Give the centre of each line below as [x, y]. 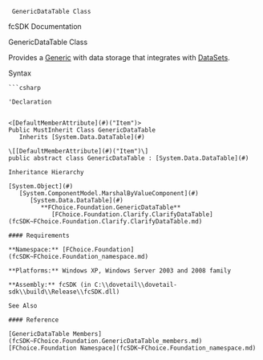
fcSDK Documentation [45, 27]
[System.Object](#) [41, 186]
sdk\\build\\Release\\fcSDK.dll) [64, 292]
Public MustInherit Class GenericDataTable [82, 130]
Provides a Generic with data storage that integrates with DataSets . [119, 57]
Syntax [20, 73]
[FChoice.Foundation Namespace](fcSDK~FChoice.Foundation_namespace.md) [132, 348]
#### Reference [34, 320]
